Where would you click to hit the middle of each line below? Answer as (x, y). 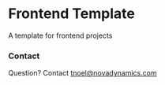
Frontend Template (72, 14)
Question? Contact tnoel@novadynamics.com (82, 73)
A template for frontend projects (60, 35)
